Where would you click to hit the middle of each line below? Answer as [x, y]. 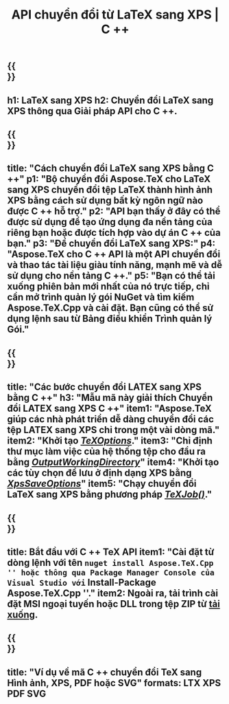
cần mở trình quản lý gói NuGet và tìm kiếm [101, 297]
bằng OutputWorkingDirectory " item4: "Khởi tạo [113, 462]
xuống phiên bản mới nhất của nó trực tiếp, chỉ [108, 286]
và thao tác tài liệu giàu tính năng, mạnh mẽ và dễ [115, 265]
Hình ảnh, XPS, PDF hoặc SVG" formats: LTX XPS [114, 683]
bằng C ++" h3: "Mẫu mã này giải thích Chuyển [110, 398]
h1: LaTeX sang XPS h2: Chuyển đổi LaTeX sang [110, 100]
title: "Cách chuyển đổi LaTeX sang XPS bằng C [111, 168]
